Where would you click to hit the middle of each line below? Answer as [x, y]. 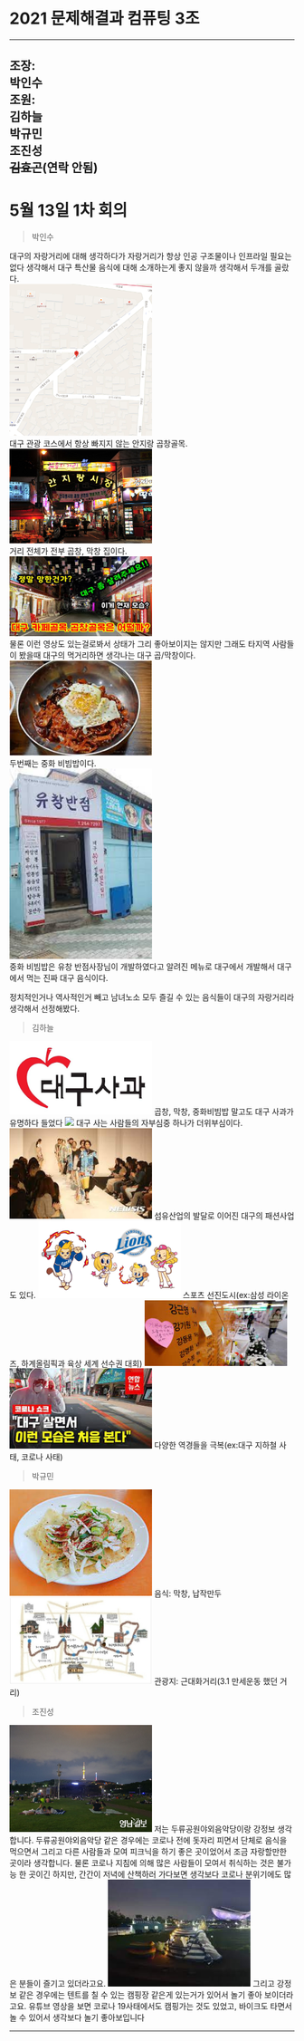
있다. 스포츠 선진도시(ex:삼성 [142, 1295]
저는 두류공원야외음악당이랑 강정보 [214, 1829]
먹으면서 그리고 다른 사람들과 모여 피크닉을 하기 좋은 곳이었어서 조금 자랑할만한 [148, 1852]
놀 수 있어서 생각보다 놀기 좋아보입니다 [77, 2017]
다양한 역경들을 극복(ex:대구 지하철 [215, 1445]
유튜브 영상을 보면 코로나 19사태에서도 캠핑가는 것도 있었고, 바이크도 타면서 [160, 2007]
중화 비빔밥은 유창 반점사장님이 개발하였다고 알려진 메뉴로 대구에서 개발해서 [142, 967]
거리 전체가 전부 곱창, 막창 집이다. [69, 551]
